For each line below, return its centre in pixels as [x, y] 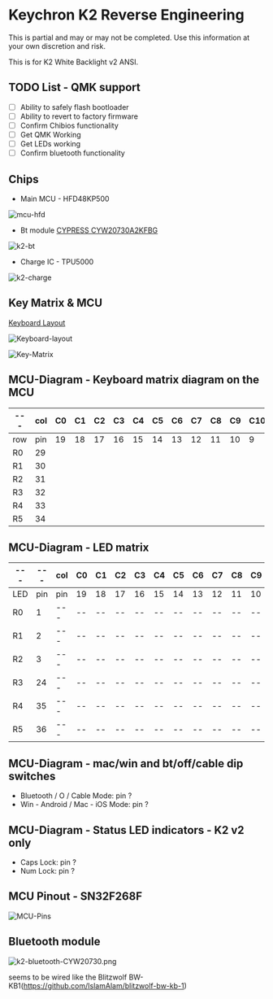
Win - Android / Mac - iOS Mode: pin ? [84, 805]
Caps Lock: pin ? [48, 862]
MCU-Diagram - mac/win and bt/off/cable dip [126, 763]
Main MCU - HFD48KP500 [65, 198]
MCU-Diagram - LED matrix [79, 547]
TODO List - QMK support [74, 87]
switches [32, 776]
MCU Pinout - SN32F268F [75, 896]
